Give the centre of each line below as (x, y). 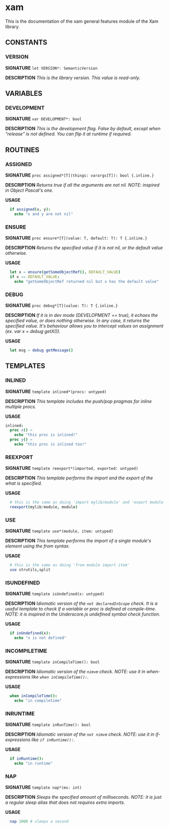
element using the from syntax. (38, 546)
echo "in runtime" (34, 763)
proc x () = (21, 430)
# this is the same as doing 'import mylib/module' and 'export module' (88, 503)
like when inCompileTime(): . (60, 677)
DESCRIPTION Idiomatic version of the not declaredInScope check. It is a (81, 603)
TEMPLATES (25, 366)
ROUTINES (22, 150)
